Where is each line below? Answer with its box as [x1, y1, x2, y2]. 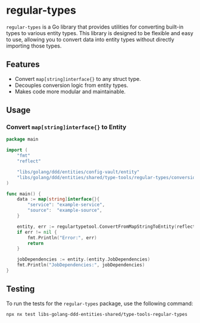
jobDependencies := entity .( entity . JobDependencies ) [17, 256, 151, 262]
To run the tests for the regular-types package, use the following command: [6, 300, 193, 307]
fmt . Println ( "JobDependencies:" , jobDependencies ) [17, 262, 145, 268]
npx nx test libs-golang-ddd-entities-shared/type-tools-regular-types [6, 311, 187, 317]
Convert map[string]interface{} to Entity [6, 123, 127, 131]
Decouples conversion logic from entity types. [14, 81, 129, 89]
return [27, 240, 44, 246]
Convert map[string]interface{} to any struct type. [14, 75, 141, 82]
